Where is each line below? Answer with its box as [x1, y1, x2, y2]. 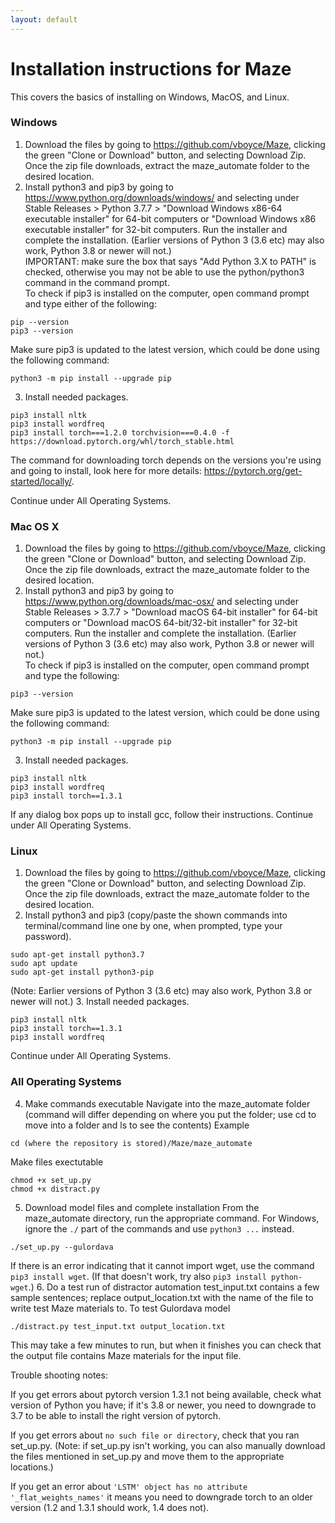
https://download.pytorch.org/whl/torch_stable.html [10, 436, 235, 446]
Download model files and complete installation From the [24, 1201, 260, 1213]
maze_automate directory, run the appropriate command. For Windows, [24, 1212, 320, 1224]
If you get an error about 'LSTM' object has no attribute [10, 1480, 248, 1492]
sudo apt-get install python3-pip [10, 967, 155, 978]
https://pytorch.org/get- [203, 464, 303, 476]
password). [24, 931, 72, 943]
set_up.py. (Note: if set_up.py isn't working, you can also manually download [10, 1439, 326, 1451]
